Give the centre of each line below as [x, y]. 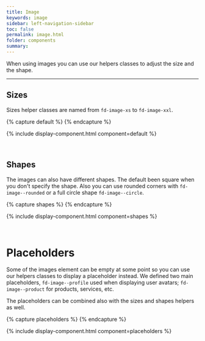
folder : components [31, 40]
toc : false [20, 29]
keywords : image [27, 18]
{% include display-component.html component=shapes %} [82, 216]
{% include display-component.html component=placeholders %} [89, 331]
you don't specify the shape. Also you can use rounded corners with [92, 186]
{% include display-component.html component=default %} [81, 133]
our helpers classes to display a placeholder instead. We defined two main [100, 276]
